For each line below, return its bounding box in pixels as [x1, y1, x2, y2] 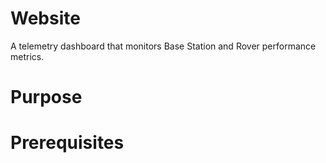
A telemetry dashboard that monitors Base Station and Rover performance [10, 40, 317, 52]
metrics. [10, 50, 45, 62]
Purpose [10, 86, 83, 109]
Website [10, 7, 81, 30]
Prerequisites [10, 132, 125, 154]
